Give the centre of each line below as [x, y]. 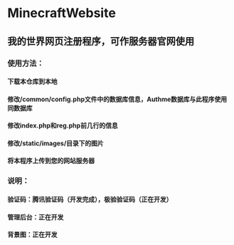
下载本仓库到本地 [32, 82]
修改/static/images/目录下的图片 [56, 143]
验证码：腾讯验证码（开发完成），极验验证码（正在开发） [90, 199]
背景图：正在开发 [32, 235]
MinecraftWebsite [62, 13]
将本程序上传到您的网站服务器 [51, 161]
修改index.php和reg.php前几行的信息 [63, 125]
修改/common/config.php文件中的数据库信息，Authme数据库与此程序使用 [117, 99]
